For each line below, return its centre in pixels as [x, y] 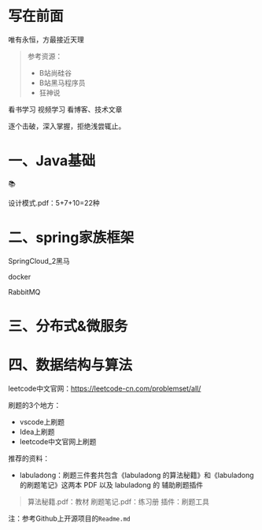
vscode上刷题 [42, 421]
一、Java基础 [52, 161]
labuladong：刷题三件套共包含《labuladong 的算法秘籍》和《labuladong [137, 475]
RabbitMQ [24, 291]
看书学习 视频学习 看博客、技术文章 [65, 109]
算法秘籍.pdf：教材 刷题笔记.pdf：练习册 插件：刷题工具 [118, 502]
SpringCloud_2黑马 [39, 261]
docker [20, 276]
